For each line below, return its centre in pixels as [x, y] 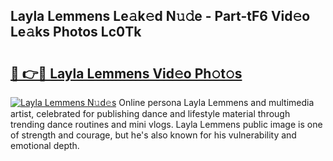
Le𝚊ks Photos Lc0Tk [76, 32]
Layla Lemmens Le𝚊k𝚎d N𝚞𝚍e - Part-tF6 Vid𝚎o [160, 16]
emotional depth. [45, 145]
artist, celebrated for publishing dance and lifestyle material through [150, 113]
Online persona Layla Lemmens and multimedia [216, 102]
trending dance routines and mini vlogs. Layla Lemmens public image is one [166, 124]
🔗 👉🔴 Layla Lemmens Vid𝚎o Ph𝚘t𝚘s [126, 73]
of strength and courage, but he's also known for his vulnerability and [153, 135]
